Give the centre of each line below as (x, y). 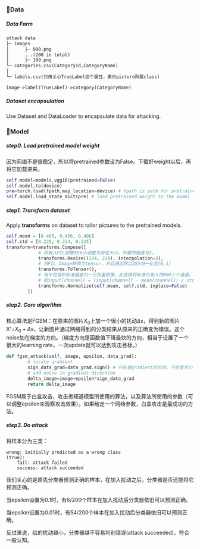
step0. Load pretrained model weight (53, 146)
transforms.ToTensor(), (67, 269)
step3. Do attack (27, 425)
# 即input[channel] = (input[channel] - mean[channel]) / (111, 280)
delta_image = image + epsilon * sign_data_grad (81, 378)
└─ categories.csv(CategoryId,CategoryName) (62, 66)
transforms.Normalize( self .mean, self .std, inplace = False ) (112, 286)
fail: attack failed (42, 463)
